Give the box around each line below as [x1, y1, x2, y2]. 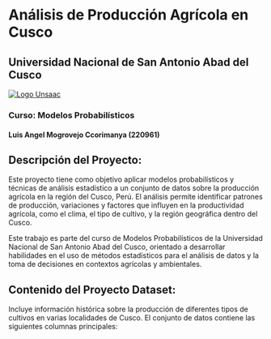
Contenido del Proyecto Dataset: [8, 282, 176, 297]
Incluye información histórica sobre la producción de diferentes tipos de [8, 304, 248, 314]
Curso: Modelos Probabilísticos [8, 109, 135, 121]
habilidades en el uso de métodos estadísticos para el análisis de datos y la [8, 251, 259, 260]
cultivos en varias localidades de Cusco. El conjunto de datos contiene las [8, 313, 256, 323]
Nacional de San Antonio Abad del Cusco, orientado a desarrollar [8, 242, 226, 252]
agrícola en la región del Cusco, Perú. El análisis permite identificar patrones [8, 192, 263, 202]
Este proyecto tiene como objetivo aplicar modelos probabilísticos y [8, 174, 235, 184]
